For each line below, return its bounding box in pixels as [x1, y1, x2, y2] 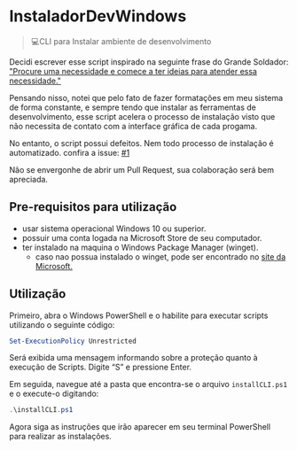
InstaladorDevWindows [9, 6, 187, 27]
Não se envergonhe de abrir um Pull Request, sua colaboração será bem [9, 164, 275, 175]
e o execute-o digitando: [9, 388, 99, 400]
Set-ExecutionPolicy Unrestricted [9, 337, 137, 345]
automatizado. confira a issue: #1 [9, 147, 130, 158]
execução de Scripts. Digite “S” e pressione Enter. [9, 361, 192, 373]
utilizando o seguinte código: [9, 319, 115, 330]
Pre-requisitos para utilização [9, 199, 177, 214]
